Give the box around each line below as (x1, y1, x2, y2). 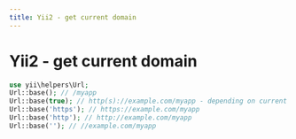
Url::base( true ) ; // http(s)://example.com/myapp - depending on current (9, 97, 288, 106)
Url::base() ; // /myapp (9, 89, 97, 97)
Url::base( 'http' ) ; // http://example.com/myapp (9, 113, 192, 122)
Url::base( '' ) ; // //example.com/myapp (9, 121, 157, 130)
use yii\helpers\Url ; (9, 81, 90, 89)
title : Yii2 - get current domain (9, 12, 137, 22)
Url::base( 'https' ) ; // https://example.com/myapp (9, 105, 200, 114)
